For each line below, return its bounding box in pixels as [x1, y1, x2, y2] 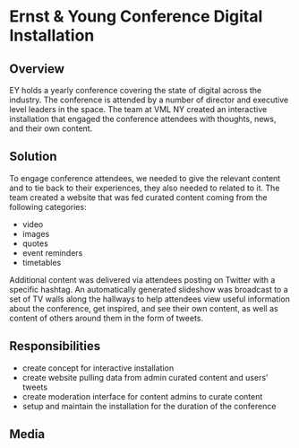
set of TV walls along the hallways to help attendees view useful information [9, 294, 291, 304]
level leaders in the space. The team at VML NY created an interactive [9, 104, 268, 114]
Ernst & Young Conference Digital [9, 6, 263, 27]
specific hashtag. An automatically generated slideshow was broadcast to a [9, 284, 288, 294]
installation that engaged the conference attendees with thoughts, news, [9, 114, 277, 124]
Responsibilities [9, 338, 101, 354]
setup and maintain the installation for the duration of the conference [21, 400, 277, 411]
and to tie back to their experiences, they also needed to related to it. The [9, 182, 280, 193]
